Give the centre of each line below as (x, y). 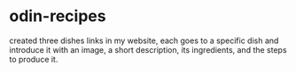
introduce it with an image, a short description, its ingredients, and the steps (148, 49)
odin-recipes (58, 16)
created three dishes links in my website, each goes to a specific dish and (144, 40)
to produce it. (34, 59)
